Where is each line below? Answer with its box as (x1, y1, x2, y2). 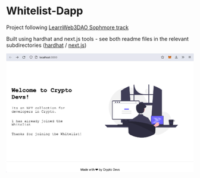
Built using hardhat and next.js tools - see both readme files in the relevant (6, 35, 189, 42)
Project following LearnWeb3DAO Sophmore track (6, 24, 129, 31)
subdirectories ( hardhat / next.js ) (6, 42, 87, 49)
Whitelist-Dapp (6, 4, 83, 18)
